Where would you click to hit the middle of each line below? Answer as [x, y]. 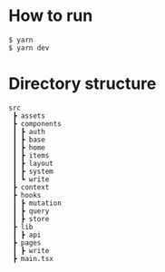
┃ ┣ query [31, 211]
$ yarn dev [29, 48]
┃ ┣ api [27, 235]
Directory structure [82, 84]
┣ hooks [27, 195]
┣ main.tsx [33, 258]
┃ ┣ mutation [37, 203]
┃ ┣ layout [33, 163]
